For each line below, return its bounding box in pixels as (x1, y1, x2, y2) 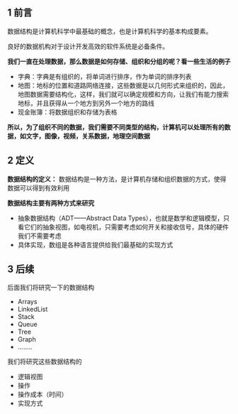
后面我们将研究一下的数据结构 (7, 283, 94, 292)
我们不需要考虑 (17, 231, 62, 240)
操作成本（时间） (17, 390, 68, 399)
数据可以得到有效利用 (7, 183, 69, 192)
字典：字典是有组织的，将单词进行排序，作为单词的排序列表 (17, 72, 192, 80)
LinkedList (17, 305, 48, 314)
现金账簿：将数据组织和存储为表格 (17, 107, 118, 116)
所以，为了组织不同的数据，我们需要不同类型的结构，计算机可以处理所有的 (7, 123, 225, 131)
